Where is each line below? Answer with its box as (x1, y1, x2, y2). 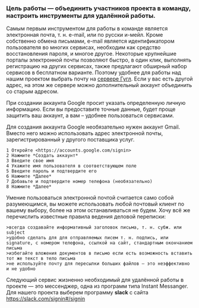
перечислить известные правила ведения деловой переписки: (6, 213, 166, 220)
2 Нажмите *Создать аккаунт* (6, 153, 78, 159)
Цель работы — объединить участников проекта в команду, (6, 4, 191, 12)
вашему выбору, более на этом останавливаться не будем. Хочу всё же (6, 207, 191, 214)
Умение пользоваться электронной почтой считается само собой (6, 194, 174, 201)
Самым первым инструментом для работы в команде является (6, 25, 168, 32)
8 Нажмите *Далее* (6, 184, 52, 190)
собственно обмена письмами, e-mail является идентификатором (6, 37, 175, 45)
